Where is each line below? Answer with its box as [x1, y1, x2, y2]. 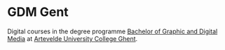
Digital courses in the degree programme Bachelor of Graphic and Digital [7, 27, 218, 35]
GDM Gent [7, 4, 69, 20]
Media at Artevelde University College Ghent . [7, 34, 138, 42]
